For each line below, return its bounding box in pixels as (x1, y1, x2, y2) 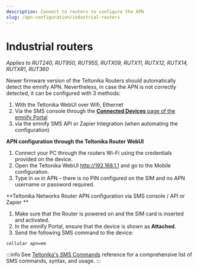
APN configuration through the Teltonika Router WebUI (6, 138, 144, 145)
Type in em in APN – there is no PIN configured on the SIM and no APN (14, 174, 185, 182)
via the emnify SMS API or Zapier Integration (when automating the (14, 120, 178, 128)
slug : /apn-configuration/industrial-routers (6, 14, 120, 20)
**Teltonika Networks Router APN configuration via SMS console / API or (6, 192, 185, 199)
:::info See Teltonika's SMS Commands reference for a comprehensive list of (6, 251, 192, 258)
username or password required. (14, 181, 95, 188)
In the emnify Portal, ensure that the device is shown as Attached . (14, 223, 176, 230)
